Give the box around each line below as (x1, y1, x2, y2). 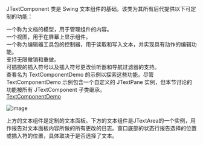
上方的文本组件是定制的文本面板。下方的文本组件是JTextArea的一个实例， (6, 117, 191, 124)
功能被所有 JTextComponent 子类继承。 (6, 86, 106, 93)
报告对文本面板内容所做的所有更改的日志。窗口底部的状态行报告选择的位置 (11, 124, 197, 132)
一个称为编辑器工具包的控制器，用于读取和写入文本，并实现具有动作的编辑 (6, 41, 192, 48)
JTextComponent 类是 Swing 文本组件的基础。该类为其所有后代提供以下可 (6, 5, 191, 12)
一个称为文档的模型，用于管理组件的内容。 (6, 26, 112, 33)
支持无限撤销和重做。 (6, 56, 59, 63)
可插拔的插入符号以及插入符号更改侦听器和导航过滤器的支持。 (6, 63, 160, 71)
